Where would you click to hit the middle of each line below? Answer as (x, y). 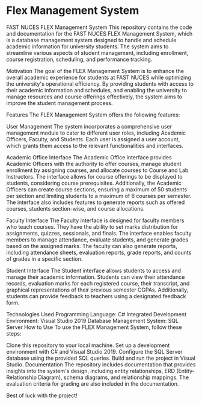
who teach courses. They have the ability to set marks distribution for (92, 226)
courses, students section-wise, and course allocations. (76, 208)
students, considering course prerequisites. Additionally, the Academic (94, 183)
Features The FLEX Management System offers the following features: (93, 115)
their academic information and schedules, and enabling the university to (97, 90)
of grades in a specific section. (44, 259)
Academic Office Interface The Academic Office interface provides (89, 157)
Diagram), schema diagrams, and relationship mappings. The (114, 377)
